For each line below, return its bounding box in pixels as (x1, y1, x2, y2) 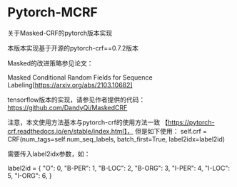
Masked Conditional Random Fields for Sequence (7, 73, 153, 82)
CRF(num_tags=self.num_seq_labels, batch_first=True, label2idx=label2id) (7, 134, 226, 143)
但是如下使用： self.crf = (134, 127, 208, 135)
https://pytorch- (167, 118, 216, 127)
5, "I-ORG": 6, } (7, 171, 52, 180)
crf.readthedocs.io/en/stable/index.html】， (7, 127, 133, 135)
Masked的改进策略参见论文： (7, 58, 94, 68)
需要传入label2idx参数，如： (7, 149, 91, 158)
